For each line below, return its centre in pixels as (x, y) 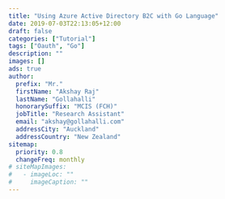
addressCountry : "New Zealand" (68, 136)
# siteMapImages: (38, 167)
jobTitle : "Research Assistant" (70, 115)
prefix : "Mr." (39, 84)
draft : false (30, 31)
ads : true (25, 69)
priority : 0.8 (39, 152)
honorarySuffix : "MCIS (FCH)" (66, 106)
